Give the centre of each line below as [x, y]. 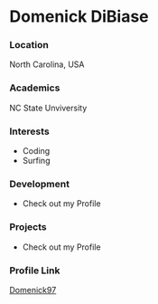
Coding [36, 151]
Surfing [36, 161]
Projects [28, 227]
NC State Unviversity [48, 108]
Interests [29, 131]
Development [40, 184]
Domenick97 [33, 290]
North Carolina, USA [47, 64]
